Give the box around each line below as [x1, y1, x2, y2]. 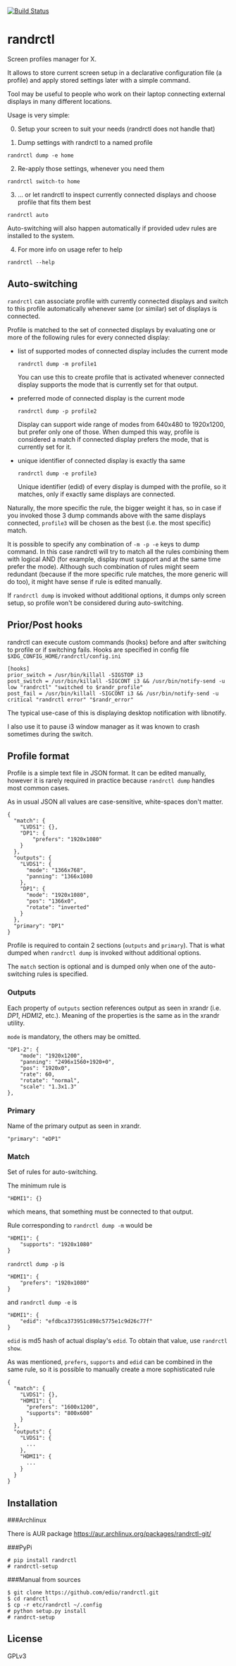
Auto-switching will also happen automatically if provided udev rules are [7, 223, 217, 233]
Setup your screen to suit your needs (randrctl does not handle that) [17, 124, 216, 133]
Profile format [7, 750, 70, 762]
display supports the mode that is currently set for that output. [17, 380, 199, 389]
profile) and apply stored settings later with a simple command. [7, 76, 191, 84]
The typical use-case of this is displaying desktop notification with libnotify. [7, 708, 227, 717]
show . [7, 1344, 23, 1353]
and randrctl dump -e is [7, 1298, 77, 1307]
